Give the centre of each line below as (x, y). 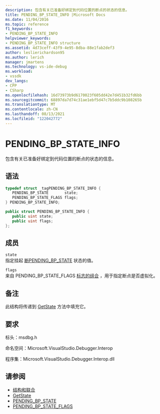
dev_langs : (17, 81)
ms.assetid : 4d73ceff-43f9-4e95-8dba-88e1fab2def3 (60, 48)
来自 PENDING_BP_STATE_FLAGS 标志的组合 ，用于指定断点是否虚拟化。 (82, 276)
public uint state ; (33, 216)
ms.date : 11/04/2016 (27, 19)
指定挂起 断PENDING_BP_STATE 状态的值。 (51, 260)
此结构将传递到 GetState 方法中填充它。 (47, 307)
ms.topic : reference (27, 24)
